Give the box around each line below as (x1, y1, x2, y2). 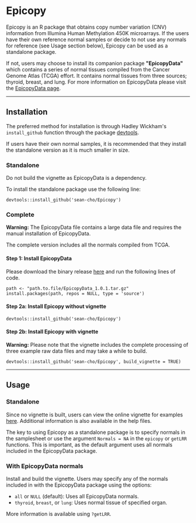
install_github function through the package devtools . (6, 129, 139, 136)
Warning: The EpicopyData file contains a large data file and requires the (6, 224, 182, 231)
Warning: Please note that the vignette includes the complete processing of (6, 341, 188, 348)
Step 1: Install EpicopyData (6, 255, 72, 262)
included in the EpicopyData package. (6, 447, 97, 454)
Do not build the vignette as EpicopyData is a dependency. (6, 175, 147, 182)
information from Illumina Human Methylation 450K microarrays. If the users (6, 29, 190, 36)
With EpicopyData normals (6, 462, 83, 470)
